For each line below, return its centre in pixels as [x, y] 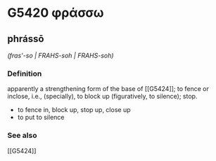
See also [22, 136]
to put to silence [41, 118]
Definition [25, 73]
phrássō [26, 39]
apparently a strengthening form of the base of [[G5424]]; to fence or [108, 89]
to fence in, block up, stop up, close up [74, 110]
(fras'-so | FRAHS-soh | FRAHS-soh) [61, 55]
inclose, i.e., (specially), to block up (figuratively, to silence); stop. [102, 97]
